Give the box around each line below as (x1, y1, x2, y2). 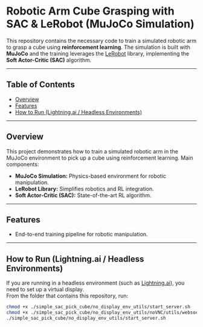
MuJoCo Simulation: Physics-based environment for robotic (14, 172, 167, 180)
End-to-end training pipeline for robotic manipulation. (14, 231, 148, 238)
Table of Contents (6, 80, 76, 90)
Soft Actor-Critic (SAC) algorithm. (6, 56, 92, 63)
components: (6, 160, 39, 167)
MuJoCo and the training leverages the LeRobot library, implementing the (6, 50, 190, 57)
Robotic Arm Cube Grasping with (6, 4, 175, 18)
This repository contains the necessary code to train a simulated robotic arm (6, 37, 197, 44)
